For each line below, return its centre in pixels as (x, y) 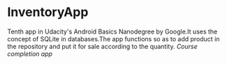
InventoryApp (48, 12)
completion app (30, 54)
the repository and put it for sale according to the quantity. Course (102, 46)
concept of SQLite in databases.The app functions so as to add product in (113, 38)
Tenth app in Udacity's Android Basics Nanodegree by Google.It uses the (112, 31)
